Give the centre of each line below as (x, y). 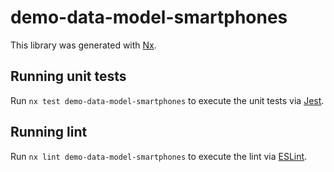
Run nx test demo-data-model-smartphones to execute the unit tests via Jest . (167, 100)
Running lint (49, 132)
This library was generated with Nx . (83, 45)
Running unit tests (68, 76)
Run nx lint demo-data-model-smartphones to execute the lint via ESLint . (159, 156)
